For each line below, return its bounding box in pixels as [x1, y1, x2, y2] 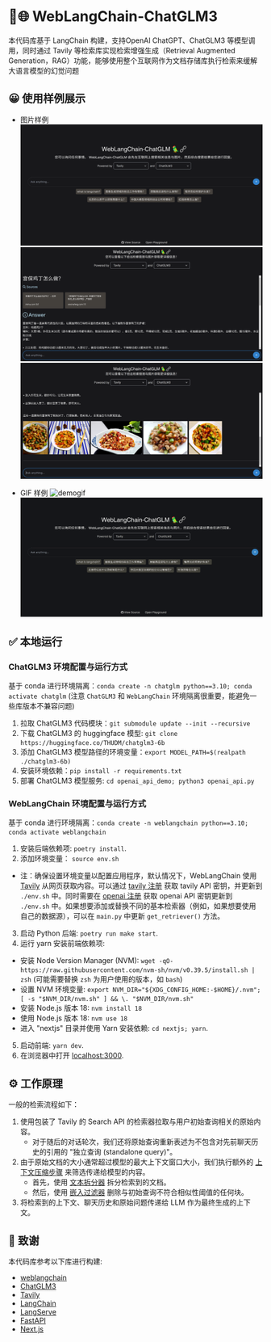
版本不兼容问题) [22, 701, 75, 711]
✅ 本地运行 [8, 634, 63, 649]
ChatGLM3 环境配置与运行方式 [8, 661, 128, 672]
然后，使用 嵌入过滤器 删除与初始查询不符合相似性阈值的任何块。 [31, 1188, 248, 1197]
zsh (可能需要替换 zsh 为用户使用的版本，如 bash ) [19, 974, 183, 984]
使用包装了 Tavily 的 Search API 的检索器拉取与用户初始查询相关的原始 [19, 1117, 254, 1126]
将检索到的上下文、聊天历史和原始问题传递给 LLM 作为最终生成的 [19, 1197, 237, 1207]
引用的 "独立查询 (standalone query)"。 [46, 1147, 177, 1157]
